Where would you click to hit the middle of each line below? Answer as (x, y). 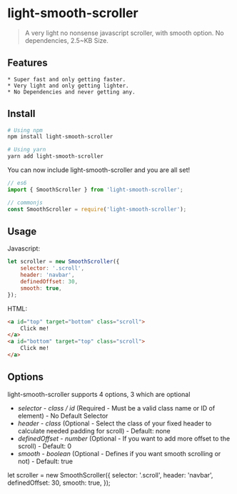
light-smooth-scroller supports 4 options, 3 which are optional (99, 394)
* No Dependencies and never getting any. (71, 92)
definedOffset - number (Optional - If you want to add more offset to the (124, 438)
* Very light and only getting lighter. (69, 86)
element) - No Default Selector (63, 415)
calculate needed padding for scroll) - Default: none (94, 430)
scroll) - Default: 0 (45, 446)
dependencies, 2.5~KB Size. (66, 40)
